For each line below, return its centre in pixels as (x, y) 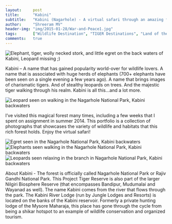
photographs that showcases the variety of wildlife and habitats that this (81, 126)
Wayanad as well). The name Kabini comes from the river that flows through (85, 189)
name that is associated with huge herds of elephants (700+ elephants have (85, 74)
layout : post (24, 10)
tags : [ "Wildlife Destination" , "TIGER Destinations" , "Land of (82, 34)
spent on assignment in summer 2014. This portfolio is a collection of (78, 121)
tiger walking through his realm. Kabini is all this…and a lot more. (73, 90)
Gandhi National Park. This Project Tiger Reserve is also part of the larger (83, 178)
